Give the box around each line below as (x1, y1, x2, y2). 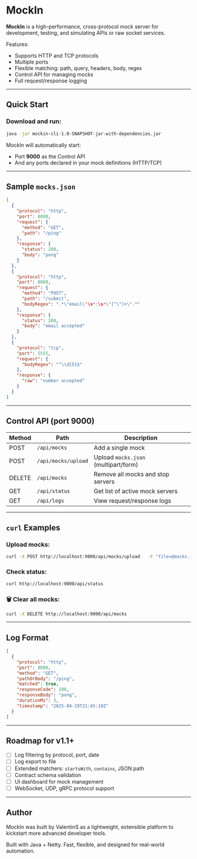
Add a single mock (93, 443, 145, 452)
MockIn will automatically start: (6, 141, 81, 148)
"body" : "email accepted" (21, 323, 85, 329)
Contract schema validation (14, 771, 81, 778)
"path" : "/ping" (21, 230, 62, 236)
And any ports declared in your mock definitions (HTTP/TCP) (14, 159, 162, 166)
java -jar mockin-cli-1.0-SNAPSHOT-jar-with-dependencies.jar (6, 131, 161, 137)
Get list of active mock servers (93, 487, 178, 495)
